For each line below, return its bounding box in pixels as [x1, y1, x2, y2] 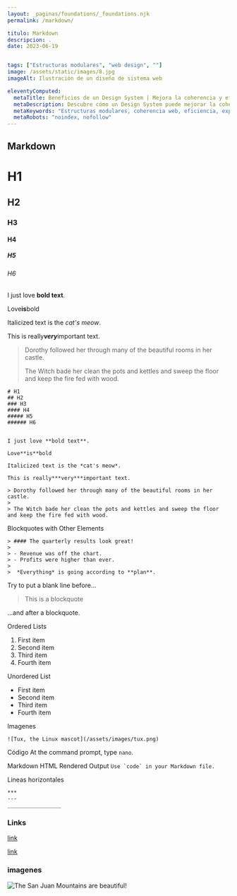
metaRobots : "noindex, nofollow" [13, 114, 112, 121]
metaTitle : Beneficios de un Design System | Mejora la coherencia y [13, 94, 222, 101]
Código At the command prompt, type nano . [7, 748, 134, 757]
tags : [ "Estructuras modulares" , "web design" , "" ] [7, 61, 162, 69]
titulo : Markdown [7, 30, 59, 37]
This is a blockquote [24, 595, 83, 603]
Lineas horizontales [7, 775, 65, 784]
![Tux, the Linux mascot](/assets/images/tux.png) [7, 736, 159, 743]
